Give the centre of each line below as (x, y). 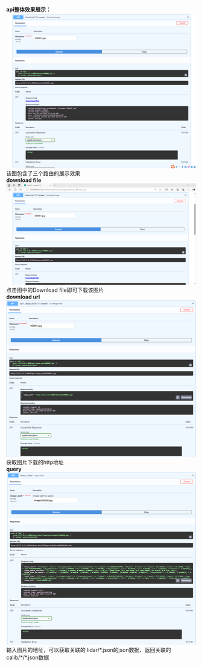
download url (23, 297)
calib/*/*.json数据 (28, 657)
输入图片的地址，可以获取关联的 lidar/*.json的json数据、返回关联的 (89, 649)
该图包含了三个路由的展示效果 (43, 173)
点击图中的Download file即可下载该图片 (55, 290)
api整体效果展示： (29, 9)
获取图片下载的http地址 (35, 462)
